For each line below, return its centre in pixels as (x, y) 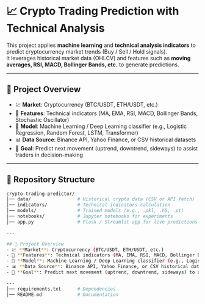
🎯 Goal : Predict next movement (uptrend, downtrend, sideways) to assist (106, 148)
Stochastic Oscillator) (42, 119)
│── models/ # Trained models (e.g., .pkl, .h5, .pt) (95, 211)
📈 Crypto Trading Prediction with (93, 11)
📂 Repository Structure (51, 180)
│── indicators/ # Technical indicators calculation (88, 205)
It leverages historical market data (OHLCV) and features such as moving (99, 58)
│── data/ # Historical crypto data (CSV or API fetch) (101, 199)
